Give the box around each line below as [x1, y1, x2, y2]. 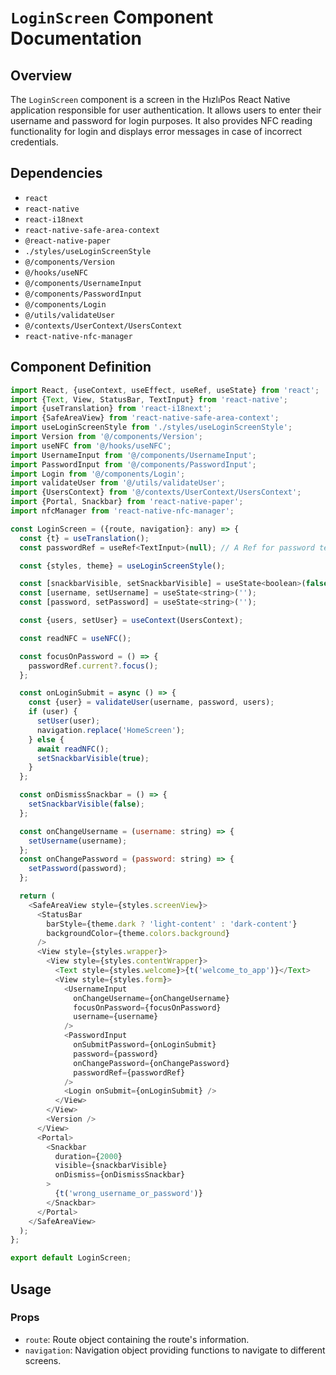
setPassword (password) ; [28, 864, 128, 874]
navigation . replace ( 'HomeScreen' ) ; [36, 725, 186, 735]
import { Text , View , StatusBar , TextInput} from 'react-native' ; [10, 394, 288, 405]
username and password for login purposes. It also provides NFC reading [10, 115, 313, 126]
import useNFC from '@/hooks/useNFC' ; [10, 441, 172, 451]
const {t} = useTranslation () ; [19, 533, 150, 543]
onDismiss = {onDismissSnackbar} [54, 1170, 186, 1180]
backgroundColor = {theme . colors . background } [46, 928, 230, 938]
